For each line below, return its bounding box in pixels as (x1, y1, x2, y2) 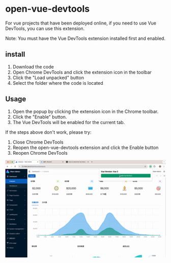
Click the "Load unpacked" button (12, 75, 84, 81)
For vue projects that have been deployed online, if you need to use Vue (5, 20, 157, 26)
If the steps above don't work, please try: (5, 129, 92, 135)
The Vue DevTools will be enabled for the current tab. (12, 119, 125, 125)
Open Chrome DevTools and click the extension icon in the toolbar (12, 69, 152, 75)
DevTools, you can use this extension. (5, 25, 85, 31)
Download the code (12, 63, 54, 69)
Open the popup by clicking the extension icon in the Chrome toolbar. (12, 108, 159, 114)
